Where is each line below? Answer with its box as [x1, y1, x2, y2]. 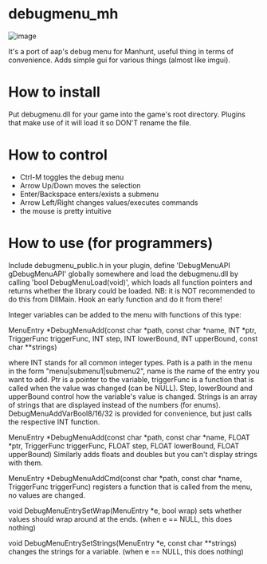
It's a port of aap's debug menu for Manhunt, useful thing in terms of [8, 46, 234, 56]
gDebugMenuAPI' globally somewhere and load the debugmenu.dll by [8, 269, 239, 278]
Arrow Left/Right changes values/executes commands [19, 197, 198, 207]
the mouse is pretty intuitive [19, 206, 112, 215]
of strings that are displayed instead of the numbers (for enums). [8, 400, 221, 409]
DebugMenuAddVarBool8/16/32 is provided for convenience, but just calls [8, 408, 253, 418]
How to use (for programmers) [8, 235, 214, 252]
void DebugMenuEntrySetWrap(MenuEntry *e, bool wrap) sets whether [8, 506, 242, 515]
